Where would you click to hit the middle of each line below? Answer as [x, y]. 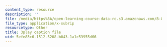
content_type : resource [30, 10]
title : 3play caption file [33, 32]
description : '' [22, 14]
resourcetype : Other [27, 28]
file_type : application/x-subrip [40, 23]
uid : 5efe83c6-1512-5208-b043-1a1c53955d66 [51, 37]
